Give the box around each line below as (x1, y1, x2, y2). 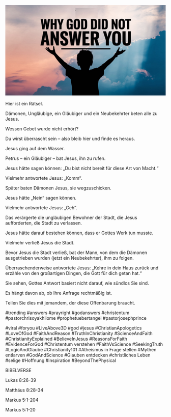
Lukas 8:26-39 (5, 377, 37, 383)
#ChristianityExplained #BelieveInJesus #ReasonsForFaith (5, 336, 127, 342)
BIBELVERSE (5, 367, 32, 373)
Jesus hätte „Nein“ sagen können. (5, 194, 77, 201)
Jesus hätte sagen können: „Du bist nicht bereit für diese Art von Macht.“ (5, 165, 159, 171)
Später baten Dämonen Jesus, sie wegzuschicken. (5, 185, 111, 191)
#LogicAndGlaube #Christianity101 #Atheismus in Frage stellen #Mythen (5, 346, 157, 352)
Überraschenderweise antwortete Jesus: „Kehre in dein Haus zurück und (5, 265, 159, 271)
